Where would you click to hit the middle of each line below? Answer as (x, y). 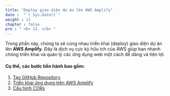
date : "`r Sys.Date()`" (33, 15)
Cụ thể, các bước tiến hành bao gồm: (45, 66)
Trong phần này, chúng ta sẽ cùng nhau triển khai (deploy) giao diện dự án (84, 43)
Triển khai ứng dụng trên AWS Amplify (53, 83)
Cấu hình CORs (29, 88)
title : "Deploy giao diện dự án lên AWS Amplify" (59, 10)
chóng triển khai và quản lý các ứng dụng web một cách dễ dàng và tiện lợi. (85, 55)
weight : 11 (18, 19)
